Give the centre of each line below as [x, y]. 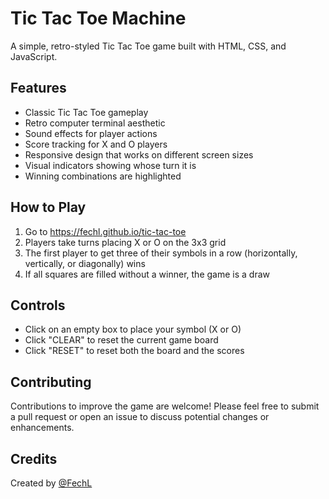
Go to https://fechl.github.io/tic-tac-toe [105, 231]
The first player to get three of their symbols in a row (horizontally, [161, 253]
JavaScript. [34, 56]
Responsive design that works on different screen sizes [139, 154]
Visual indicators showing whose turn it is [110, 165]
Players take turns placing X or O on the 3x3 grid [125, 242]
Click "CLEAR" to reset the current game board [121, 340]
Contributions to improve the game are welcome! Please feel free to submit [165, 406]
